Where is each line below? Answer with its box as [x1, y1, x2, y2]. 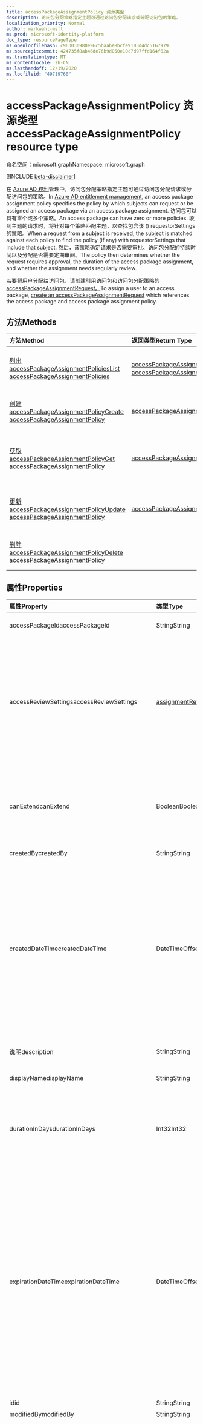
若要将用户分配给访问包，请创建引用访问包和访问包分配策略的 [6, 277, 160, 285]
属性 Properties [6, 583, 63, 593]
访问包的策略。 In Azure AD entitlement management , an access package [11, 193, 193, 200]
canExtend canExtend [9, 802, 71, 810]
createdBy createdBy [9, 849, 68, 857]
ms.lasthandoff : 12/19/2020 [6, 65, 77, 71]
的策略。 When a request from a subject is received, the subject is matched [6, 230, 193, 237]
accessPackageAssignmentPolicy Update [9, 505, 126, 514]
